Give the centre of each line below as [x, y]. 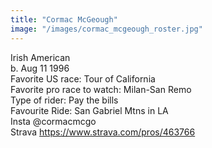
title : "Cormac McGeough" [64, 19]
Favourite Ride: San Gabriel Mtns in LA [89, 110]
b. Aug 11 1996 [40, 68]
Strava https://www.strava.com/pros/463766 [103, 132]
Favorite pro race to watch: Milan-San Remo [101, 89]
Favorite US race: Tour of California [83, 78]
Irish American [40, 57]
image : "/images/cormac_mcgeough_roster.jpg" [106, 29]
